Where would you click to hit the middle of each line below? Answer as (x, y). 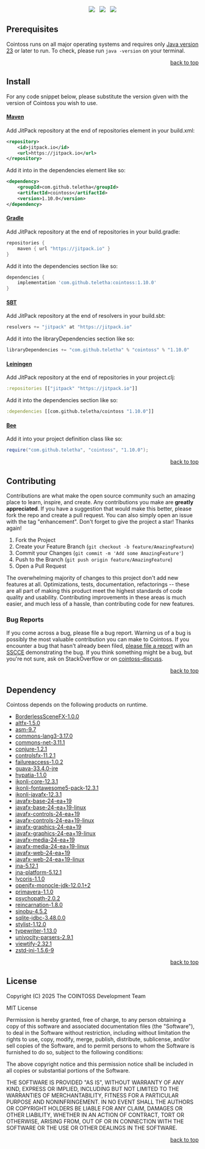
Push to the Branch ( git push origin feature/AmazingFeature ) (94, 559)
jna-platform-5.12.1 (38, 872)
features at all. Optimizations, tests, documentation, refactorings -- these (98, 584)
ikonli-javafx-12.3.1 (38, 795)
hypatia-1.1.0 (31, 775)
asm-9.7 (26, 730)
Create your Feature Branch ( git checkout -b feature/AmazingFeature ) (105, 546)
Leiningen (19, 364)
